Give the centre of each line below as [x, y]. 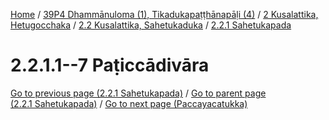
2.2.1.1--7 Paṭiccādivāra [110, 65]
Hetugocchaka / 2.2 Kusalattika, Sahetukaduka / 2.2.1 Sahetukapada [151, 25]
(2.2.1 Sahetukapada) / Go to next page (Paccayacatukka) [129, 103]
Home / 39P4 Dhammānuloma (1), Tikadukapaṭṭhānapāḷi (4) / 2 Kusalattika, [164, 14]
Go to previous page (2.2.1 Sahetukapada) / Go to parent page [138, 93]
